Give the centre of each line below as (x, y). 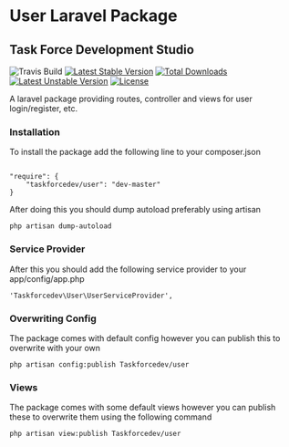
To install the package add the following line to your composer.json (135, 152)
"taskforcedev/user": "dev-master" (93, 185)
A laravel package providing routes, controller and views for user (131, 99)
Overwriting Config (53, 318)
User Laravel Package (93, 16)
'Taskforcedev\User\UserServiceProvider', (91, 296)
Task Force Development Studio (102, 50)
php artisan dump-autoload (61, 226)
